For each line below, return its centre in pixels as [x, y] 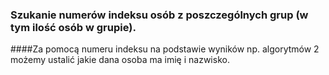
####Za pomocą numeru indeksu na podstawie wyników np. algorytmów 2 [165, 49]
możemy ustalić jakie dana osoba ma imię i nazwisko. [120, 60]
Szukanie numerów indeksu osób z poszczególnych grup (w [159, 15]
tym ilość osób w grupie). [73, 27]
